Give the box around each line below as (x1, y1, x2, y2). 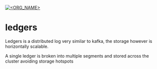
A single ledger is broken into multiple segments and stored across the (5, 53, 150, 59)
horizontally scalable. (5, 43, 49, 49)
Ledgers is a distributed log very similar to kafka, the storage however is (5, 38, 153, 44)
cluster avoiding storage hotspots (5, 58, 74, 64)
